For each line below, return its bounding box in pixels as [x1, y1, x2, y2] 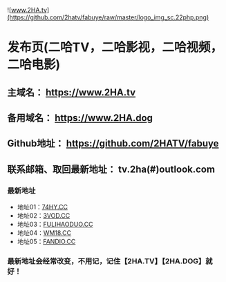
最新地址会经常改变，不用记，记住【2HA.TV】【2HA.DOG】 [7, 256, 206, 265]
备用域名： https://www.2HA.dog [7, 112, 153, 124]
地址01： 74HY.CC [17, 203, 68, 211]
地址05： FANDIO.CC [17, 238, 76, 246]
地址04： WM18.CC [17, 229, 72, 237]
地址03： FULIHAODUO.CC [17, 220, 93, 229]
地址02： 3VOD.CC [17, 211, 70, 220]
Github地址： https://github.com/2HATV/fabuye [7, 138, 219, 149]
